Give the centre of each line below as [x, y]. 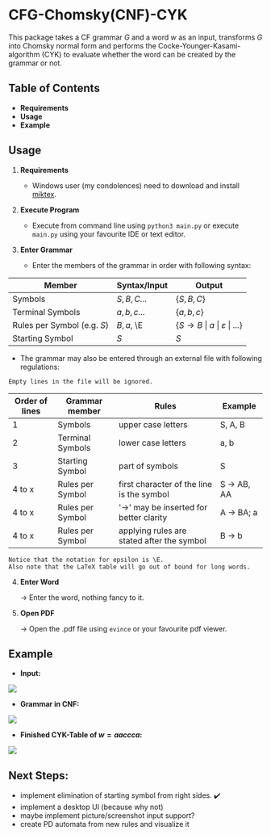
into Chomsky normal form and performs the [83, 45]
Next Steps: [38, 776]
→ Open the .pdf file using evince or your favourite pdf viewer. [123, 628]
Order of [31, 401]
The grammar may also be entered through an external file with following [141, 358]
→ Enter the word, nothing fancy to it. [82, 597]
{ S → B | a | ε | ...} [209, 325]
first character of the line [165, 484]
